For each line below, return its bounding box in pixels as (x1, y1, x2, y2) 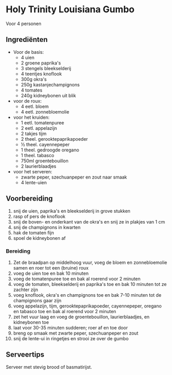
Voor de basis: (13, 49, 44, 55)
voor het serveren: (13, 168, 53, 174)
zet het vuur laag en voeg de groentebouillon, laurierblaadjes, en (13, 314, 150, 320)
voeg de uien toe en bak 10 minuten (13, 270, 89, 276)
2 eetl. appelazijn (20, 125, 57, 131)
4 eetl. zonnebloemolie (20, 108, 70, 115)
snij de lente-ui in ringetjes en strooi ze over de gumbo (13, 335, 129, 341)
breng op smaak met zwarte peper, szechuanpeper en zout (13, 330, 139, 336)
